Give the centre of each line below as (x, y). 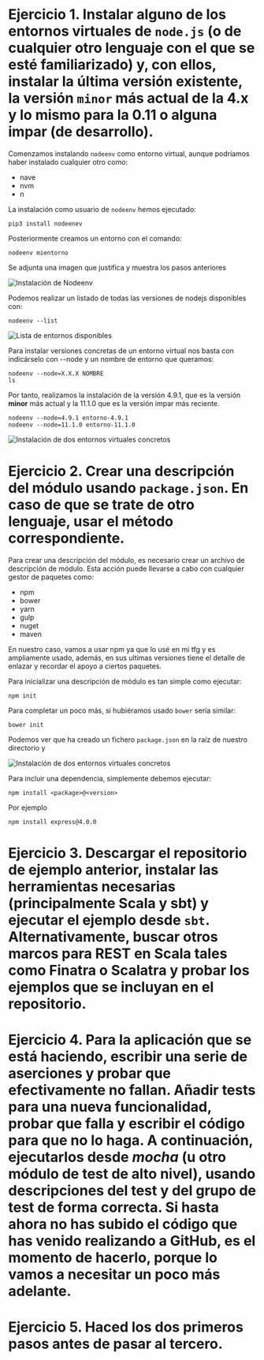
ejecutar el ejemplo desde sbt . (109, 920)
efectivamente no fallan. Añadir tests (132, 1090)
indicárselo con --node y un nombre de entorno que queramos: (111, 359)
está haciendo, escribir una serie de (128, 1057)
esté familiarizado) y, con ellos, (112, 65)
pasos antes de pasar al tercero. (115, 1344)
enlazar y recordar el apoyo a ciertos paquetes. (85, 666)
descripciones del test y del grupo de (132, 1191)
